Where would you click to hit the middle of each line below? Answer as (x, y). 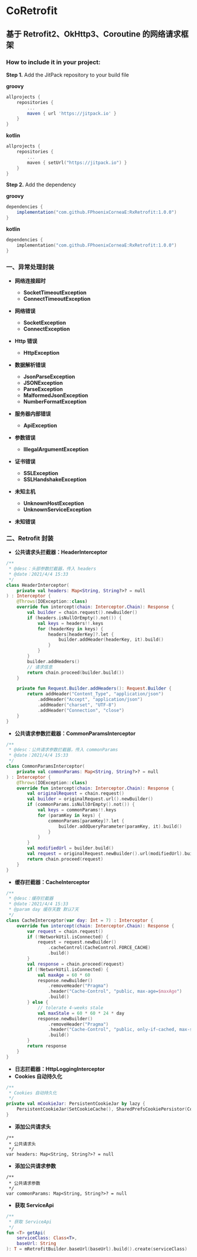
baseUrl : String (37, 1243)
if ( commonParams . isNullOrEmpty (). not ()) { (81, 805)
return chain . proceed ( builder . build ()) (76, 673)
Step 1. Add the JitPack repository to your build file (67, 75)
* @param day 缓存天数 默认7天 (44, 910)
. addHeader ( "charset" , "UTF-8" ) (77, 705)
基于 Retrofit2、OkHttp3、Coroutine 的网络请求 (94, 34)
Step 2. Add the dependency (41, 185)
